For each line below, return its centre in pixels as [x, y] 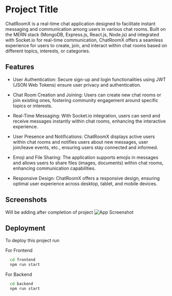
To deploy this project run [33, 241]
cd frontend [23, 260]
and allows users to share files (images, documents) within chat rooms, [88, 163]
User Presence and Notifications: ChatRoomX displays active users [84, 136]
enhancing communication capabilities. [54, 168]
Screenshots [26, 200]
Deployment [25, 228]
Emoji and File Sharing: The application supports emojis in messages [85, 157]
